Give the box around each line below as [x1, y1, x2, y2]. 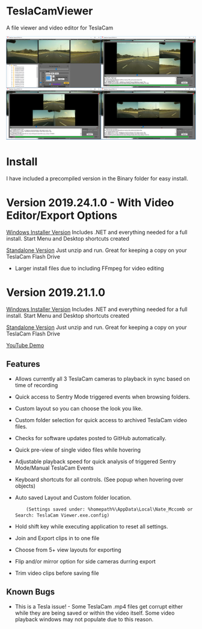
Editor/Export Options [6, 209, 118, 222]
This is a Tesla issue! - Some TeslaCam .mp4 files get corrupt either [14, 603, 183, 610]
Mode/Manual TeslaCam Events [14, 464, 94, 471]
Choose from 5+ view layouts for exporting [14, 546, 121, 553]
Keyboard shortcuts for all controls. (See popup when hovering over [14, 476, 184, 483]
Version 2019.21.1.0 [6, 286, 106, 299]
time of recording [14, 381, 58, 388]
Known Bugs [6, 587, 55, 597]
